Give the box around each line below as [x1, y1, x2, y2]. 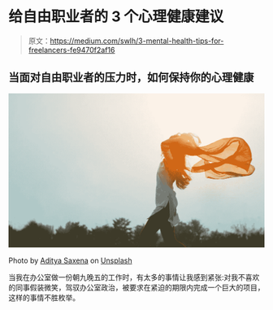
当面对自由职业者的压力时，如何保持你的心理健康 [8, 71, 254, 85]
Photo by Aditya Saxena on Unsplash [8, 255, 132, 265]
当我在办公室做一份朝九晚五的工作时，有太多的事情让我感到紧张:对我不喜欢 [8, 273, 260, 282]
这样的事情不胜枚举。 [8, 293, 80, 303]
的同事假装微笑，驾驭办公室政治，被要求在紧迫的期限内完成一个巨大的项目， [8, 282, 265, 293]
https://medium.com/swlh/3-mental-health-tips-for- [50, 36, 224, 46]
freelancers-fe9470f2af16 [28, 45, 115, 55]
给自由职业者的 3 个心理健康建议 [8, 7, 224, 26]
